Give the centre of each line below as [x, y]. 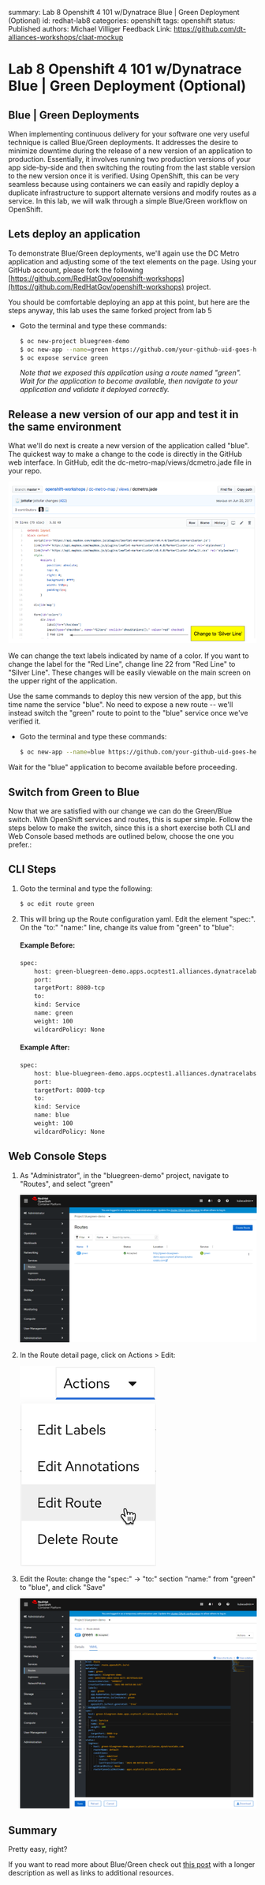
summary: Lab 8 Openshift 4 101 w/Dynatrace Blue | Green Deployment [124, 12]
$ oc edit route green [57, 903]
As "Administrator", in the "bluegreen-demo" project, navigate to [124, 1175]
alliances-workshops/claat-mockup [66, 37]
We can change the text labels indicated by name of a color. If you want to [129, 656]
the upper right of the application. [63, 681]
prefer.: [20, 844]
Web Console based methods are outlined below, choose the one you [121, 836]
